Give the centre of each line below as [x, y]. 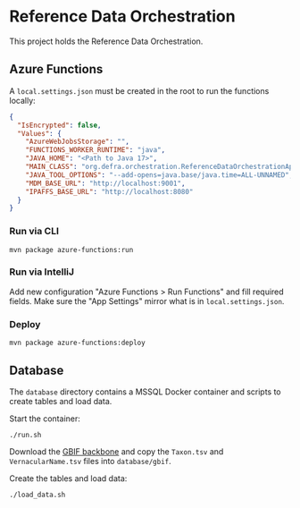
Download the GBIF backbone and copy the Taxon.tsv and [117, 451]
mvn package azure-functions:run [71, 250]
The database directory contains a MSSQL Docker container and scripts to [145, 392]
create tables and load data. [61, 401]
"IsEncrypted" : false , [59, 125]
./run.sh [25, 435]
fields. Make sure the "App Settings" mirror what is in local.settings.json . [147, 301]
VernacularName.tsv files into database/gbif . [90, 461]
